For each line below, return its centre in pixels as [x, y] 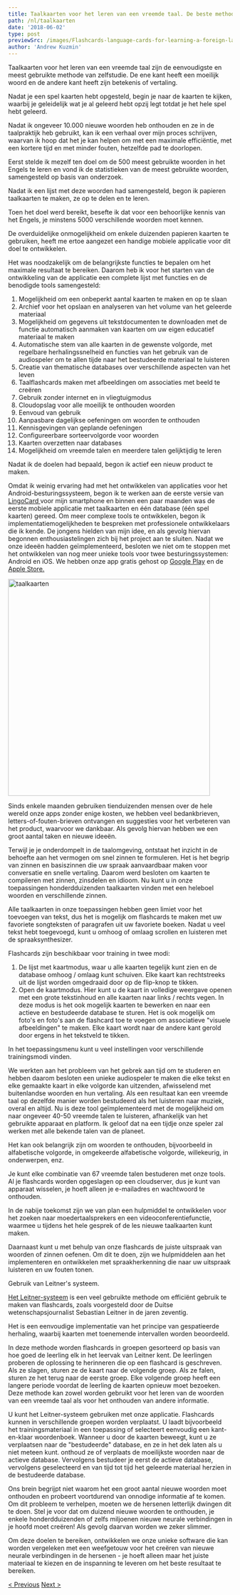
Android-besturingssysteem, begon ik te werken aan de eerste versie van [116, 493]
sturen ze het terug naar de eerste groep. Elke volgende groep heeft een [114, 1378]
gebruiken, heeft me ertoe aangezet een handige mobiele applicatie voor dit [119, 241]
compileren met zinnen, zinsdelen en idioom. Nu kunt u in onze [100, 880]
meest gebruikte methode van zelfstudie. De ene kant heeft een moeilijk [114, 75]
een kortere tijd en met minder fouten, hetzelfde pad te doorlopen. [105, 148]
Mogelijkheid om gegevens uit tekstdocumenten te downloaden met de [122, 322]
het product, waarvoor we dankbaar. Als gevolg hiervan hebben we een [113, 829]
